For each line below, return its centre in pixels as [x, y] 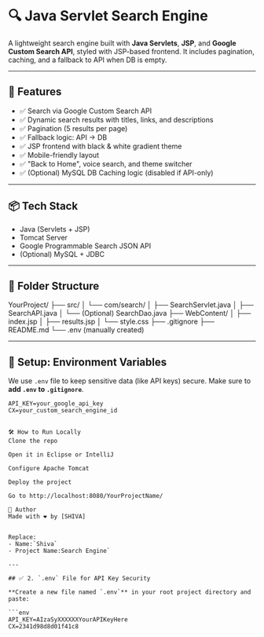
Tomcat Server [44, 237]
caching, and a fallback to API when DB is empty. [88, 60]
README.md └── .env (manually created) [76, 330]
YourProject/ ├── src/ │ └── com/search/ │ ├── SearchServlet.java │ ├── [131, 305]
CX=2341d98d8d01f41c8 [44, 627]
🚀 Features [35, 92]
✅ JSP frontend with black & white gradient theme [101, 146]
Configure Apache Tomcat [49, 469]
